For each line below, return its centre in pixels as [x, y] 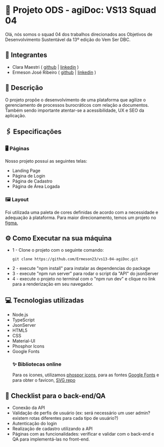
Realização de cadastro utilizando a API [52, 429]
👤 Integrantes [26, 55]
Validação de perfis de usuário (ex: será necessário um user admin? [81, 413]
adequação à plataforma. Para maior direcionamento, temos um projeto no [81, 218]
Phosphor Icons [28, 346]
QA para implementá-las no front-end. [51, 439]
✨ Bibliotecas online [37, 364]
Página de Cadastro [32, 181]
